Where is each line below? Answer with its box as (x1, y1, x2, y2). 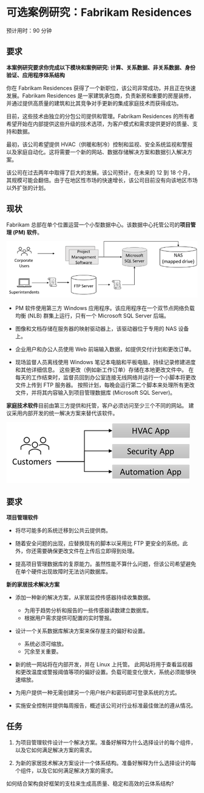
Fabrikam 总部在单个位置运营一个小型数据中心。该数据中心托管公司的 (6, 220, 180, 228)
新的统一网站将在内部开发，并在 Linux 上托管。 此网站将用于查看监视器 (15, 661, 193, 668)
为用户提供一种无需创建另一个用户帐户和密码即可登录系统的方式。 (15, 689, 180, 696)
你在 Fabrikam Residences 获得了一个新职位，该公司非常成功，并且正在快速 (6, 84, 196, 91)
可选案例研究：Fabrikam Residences (6, 5, 192, 19)
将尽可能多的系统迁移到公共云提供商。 (15, 527, 111, 534)
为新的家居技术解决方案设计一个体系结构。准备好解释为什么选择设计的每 (15, 759, 196, 766)
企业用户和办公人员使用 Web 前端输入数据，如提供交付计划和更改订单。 (15, 345, 195, 353)
